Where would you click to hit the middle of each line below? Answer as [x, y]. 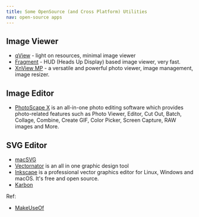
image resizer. [32, 74]
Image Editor [30, 93]
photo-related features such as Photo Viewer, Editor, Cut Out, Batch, [98, 114]
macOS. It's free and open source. [57, 178]
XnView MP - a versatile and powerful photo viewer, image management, [104, 68]
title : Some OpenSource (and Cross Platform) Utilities [77, 12]
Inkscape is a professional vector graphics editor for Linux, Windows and [104, 172]
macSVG [26, 159]
